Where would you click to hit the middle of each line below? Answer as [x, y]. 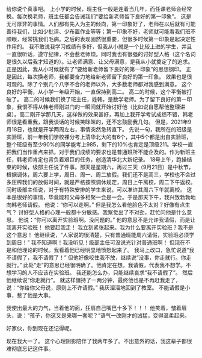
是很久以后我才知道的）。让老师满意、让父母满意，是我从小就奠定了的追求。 [100, 61]
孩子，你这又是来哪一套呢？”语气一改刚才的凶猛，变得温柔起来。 [110, 316]
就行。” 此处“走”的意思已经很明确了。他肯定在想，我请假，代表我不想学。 [96, 265]
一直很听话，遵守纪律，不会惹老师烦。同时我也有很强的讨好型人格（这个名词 [101, 54]
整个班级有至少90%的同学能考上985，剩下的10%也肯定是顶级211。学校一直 [100, 144]
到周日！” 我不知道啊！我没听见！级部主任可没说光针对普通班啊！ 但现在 [96, 242]
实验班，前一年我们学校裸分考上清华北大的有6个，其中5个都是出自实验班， [99, 137]
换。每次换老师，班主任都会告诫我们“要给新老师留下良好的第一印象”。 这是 [99, 16]
